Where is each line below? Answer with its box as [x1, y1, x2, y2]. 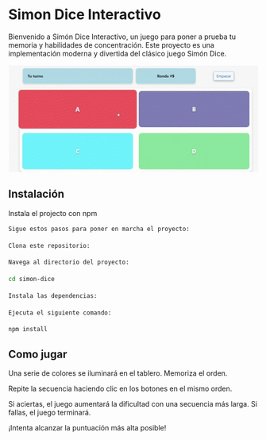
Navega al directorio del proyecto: [8, 258, 129, 267]
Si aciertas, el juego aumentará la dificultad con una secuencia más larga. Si [8, 399, 258, 408]
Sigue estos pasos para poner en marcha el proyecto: [8, 225, 191, 233]
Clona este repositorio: [8, 241, 91, 249]
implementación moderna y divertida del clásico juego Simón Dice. [8, 48, 227, 58]
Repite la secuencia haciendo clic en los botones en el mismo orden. [8, 384, 233, 393]
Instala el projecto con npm [8, 208, 98, 218]
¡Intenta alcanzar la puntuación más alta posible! [8, 423, 167, 432]
